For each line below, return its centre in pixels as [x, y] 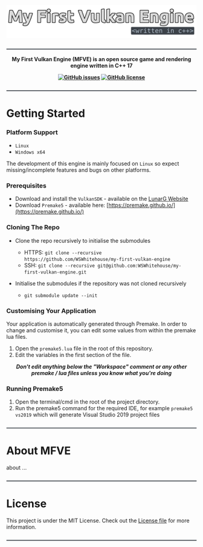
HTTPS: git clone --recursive [63, 252]
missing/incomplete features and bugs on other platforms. [79, 170]
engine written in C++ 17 [101, 65]
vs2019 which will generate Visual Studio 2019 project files [87, 415]
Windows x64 [30, 152]
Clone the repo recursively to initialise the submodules [83, 240]
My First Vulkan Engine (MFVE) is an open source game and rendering [101, 59]
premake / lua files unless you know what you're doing [101, 373]
